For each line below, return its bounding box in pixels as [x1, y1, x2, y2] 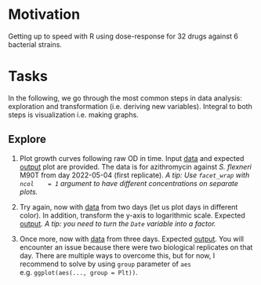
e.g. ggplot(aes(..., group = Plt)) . [19, 267, 139, 276]
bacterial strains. [8, 39, 63, 49]
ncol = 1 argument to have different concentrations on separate [19, 178, 239, 188]
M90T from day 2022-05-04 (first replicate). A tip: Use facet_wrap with [19, 170, 250, 180]
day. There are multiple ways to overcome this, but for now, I [19, 250, 216, 260]
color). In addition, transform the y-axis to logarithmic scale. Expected [19, 210, 245, 220]
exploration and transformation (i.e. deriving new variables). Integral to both [8, 101, 252, 111]
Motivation [8, 5, 81, 24]
